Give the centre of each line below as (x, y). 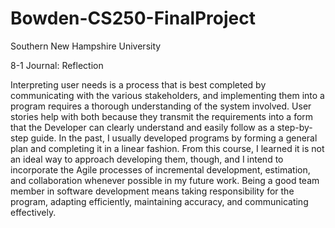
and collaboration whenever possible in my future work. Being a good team (165, 180)
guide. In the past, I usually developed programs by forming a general (174, 138)
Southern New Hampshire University (86, 46)
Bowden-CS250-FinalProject (133, 18)
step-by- (294, 127)
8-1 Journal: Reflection (57, 65)
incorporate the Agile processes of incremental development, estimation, (160, 169)
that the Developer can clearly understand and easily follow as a (142, 127)
